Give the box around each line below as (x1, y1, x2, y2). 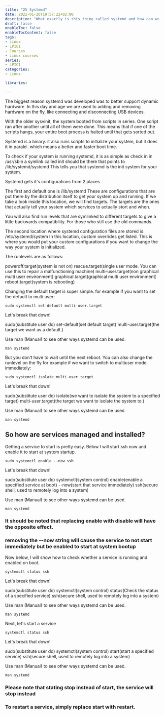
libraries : (5, 80, 28, 85)
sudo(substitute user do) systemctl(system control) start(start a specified (5, 648, 154, 654)
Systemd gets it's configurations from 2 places (5, 178, 100, 184)
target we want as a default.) (5, 326, 64, 332)
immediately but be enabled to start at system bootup (5, 543, 136, 550)
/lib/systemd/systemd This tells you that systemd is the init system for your (5, 163, 158, 169)
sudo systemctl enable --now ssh (5, 458, 74, 463)
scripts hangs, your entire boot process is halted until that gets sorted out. (5, 129, 156, 135)
